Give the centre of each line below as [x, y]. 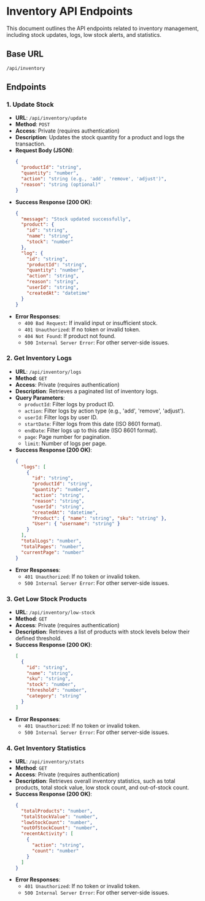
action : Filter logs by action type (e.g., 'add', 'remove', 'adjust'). [105, 411]
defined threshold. [39, 638]
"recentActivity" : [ [47, 834]
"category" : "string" [54, 696]
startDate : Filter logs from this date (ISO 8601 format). [93, 423]
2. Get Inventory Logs [39, 358]
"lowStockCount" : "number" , [57, 822]
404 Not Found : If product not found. [70, 336]
